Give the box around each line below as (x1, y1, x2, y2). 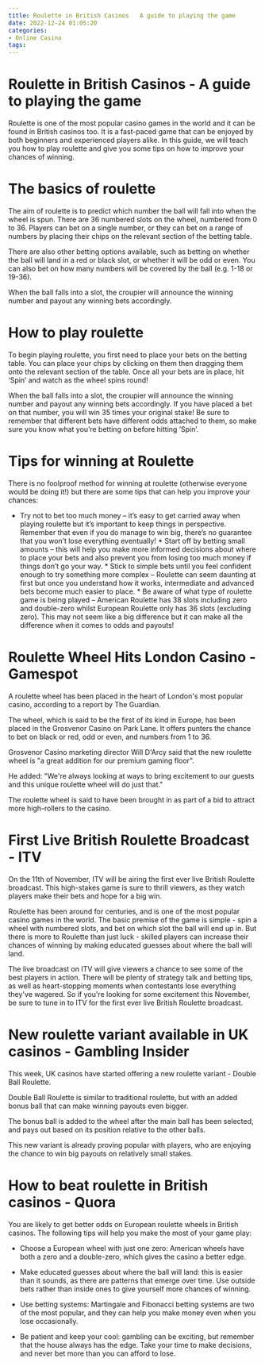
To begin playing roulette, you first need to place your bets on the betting (8, 350, 248, 360)
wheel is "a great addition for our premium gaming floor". (8, 756, 194, 765)
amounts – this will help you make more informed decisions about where (19, 544, 256, 554)
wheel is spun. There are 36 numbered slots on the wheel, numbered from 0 (8, 215, 258, 224)
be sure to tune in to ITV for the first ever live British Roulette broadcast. (8, 998, 244, 1007)
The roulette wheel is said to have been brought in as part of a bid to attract (8, 795, 255, 804)
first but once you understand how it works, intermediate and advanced (19, 578, 255, 587)
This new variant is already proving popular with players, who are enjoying (8, 1140, 252, 1149)
